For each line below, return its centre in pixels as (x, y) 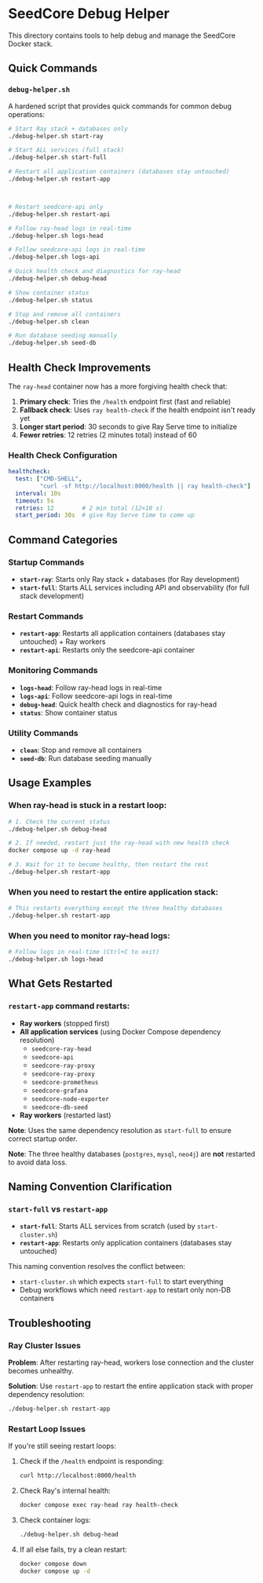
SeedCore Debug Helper (89, 14)
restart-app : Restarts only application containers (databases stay (126, 1243)
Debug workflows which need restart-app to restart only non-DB (125, 1290)
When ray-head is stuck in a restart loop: (88, 806)
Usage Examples (50, 783)
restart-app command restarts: (69, 1006)
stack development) (52, 596)
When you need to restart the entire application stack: (113, 892)
